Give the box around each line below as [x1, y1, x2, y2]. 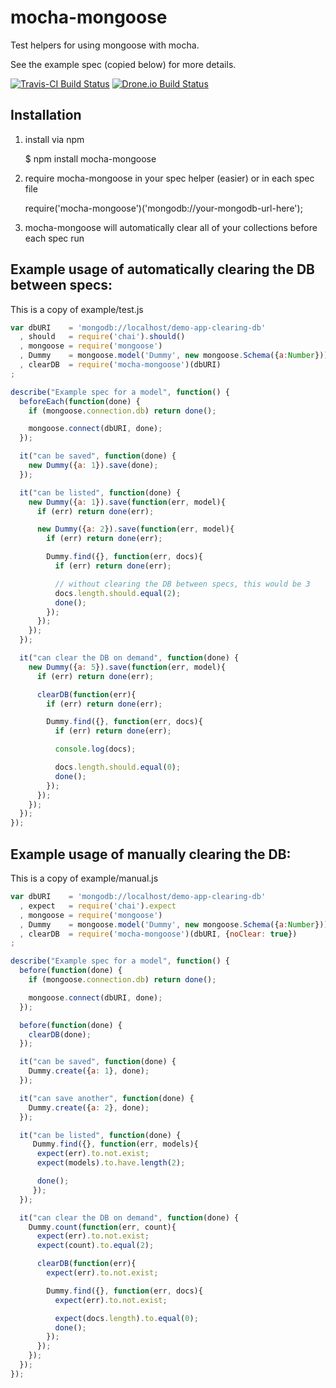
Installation [10, 107, 82, 124]
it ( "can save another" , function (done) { [19, 1093, 195, 1103]
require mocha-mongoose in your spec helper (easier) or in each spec [24, 172, 315, 184]
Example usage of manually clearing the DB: [10, 846, 292, 863]
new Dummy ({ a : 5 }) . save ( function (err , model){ [28, 662, 226, 672]
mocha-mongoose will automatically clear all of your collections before [24, 221, 318, 233]
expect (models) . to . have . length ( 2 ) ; [36, 1158, 186, 1168]
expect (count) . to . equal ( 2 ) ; [36, 1241, 155, 1251]
